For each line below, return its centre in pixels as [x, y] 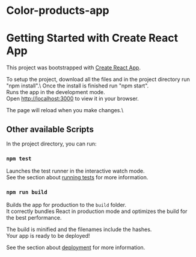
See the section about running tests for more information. [77, 177]
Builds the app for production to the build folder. [66, 205]
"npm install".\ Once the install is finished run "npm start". [78, 86]
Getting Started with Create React [92, 38]
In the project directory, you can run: [51, 144]
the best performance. [34, 217]
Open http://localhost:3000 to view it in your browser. [73, 99]
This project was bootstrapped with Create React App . [74, 68]
